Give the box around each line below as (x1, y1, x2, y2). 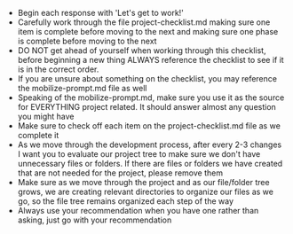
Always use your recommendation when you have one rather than (17, 206, 259, 215)
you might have (17, 111, 75, 121)
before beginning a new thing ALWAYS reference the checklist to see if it (17, 55, 284, 65)
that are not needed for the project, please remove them (17, 168, 224, 178)
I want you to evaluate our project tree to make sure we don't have (17, 149, 261, 159)
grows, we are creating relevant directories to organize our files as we (17, 186, 273, 197)
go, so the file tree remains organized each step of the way (17, 196, 234, 207)
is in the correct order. (17, 64, 99, 74)
